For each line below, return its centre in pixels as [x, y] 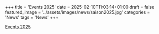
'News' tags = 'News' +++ [32, 17]
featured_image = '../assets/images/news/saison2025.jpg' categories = [78, 12]
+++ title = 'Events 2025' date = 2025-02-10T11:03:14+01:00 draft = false [80, 7]
